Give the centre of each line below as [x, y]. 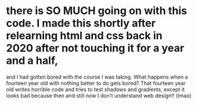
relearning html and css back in [84, 36]
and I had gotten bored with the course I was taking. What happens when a [97, 77]
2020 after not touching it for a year [95, 48]
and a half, [32, 61]
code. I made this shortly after [81, 23]
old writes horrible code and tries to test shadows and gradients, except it [96, 89]
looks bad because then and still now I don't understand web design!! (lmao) [99, 96]
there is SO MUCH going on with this [96, 11]
